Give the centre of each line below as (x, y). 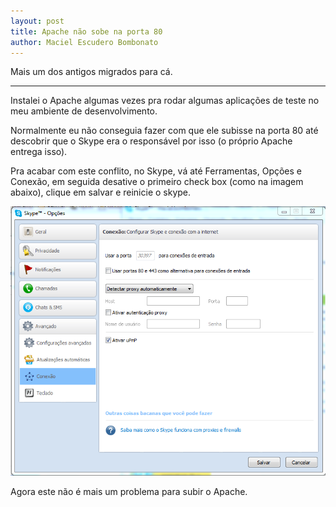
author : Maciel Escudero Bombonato (84, 42)
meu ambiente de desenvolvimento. (84, 111)
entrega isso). (39, 152)
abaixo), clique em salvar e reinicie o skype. (101, 192)
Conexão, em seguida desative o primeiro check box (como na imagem (157, 182)
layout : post (37, 21)
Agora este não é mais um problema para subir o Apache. (129, 492)
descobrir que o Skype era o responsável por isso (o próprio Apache (151, 141)
